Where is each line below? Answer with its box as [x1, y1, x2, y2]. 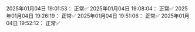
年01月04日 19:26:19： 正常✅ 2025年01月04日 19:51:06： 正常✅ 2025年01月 [6, 12, 190, 19]
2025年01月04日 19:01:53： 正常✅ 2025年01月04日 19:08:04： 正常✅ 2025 [6, 5, 188, 12]
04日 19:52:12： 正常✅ [6, 20, 60, 26]
